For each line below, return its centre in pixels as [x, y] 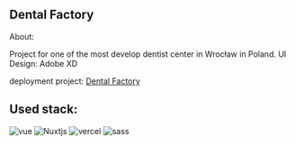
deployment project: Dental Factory [75, 81]
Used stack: [44, 109]
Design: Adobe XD [44, 63]
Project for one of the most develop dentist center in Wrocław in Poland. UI [148, 54]
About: [22, 36]
